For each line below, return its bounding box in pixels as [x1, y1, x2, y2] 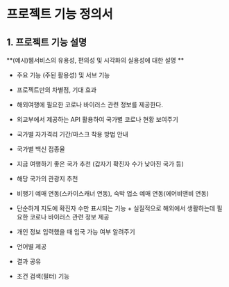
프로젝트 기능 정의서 [6, 6, 114, 22]
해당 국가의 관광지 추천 [16, 175, 78, 183]
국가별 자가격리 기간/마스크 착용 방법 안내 [16, 130, 129, 138]
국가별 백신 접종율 [16, 145, 65, 153]
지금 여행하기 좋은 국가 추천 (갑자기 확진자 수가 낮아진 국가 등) [16, 160, 185, 168]
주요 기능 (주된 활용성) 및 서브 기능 [16, 71, 110, 79]
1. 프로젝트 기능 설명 [6, 36, 87, 48]
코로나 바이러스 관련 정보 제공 [29, 213, 110, 221]
